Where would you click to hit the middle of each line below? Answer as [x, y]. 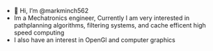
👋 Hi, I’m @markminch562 [51, 11]
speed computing [39, 32]
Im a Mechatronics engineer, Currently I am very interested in [102, 18]
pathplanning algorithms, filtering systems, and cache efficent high [110, 25]
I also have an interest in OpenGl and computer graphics [94, 40]
